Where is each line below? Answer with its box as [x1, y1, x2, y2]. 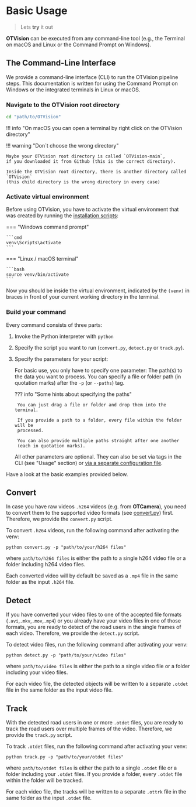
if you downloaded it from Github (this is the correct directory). [6, 158, 176, 165]
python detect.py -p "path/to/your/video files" [6, 652, 127, 658]
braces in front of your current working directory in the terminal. [6, 293, 160, 300]
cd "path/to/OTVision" [6, 114, 61, 120]
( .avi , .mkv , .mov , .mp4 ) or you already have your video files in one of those [6, 617, 181, 624]
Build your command [6, 308, 66, 316]
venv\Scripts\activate [6, 240, 61, 246]
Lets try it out [20, 23, 54, 30]
